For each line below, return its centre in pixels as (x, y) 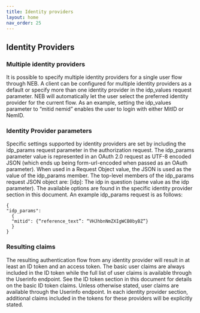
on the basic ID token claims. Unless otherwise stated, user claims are (93, 285)
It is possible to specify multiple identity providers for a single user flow (94, 77)
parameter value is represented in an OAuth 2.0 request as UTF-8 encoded (99, 157)
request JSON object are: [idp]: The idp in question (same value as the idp (98, 182)
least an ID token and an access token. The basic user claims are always (96, 266)
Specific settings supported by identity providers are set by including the (96, 144)
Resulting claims (31, 247)
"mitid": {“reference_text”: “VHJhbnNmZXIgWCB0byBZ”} (80, 221)
